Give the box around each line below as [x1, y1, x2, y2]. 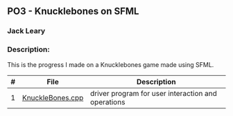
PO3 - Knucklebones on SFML [7, 6, 139, 17]
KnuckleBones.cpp [21, 93, 84, 102]
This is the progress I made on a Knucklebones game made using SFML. [7, 60, 214, 68]
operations [89, 97, 126, 106]
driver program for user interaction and [89, 88, 217, 98]
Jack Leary [7, 26, 46, 36]
